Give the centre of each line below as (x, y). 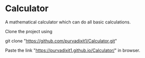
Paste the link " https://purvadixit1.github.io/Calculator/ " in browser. (73, 50)
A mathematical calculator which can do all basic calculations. (68, 22)
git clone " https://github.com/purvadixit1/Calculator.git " (61, 41)
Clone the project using (29, 31)
